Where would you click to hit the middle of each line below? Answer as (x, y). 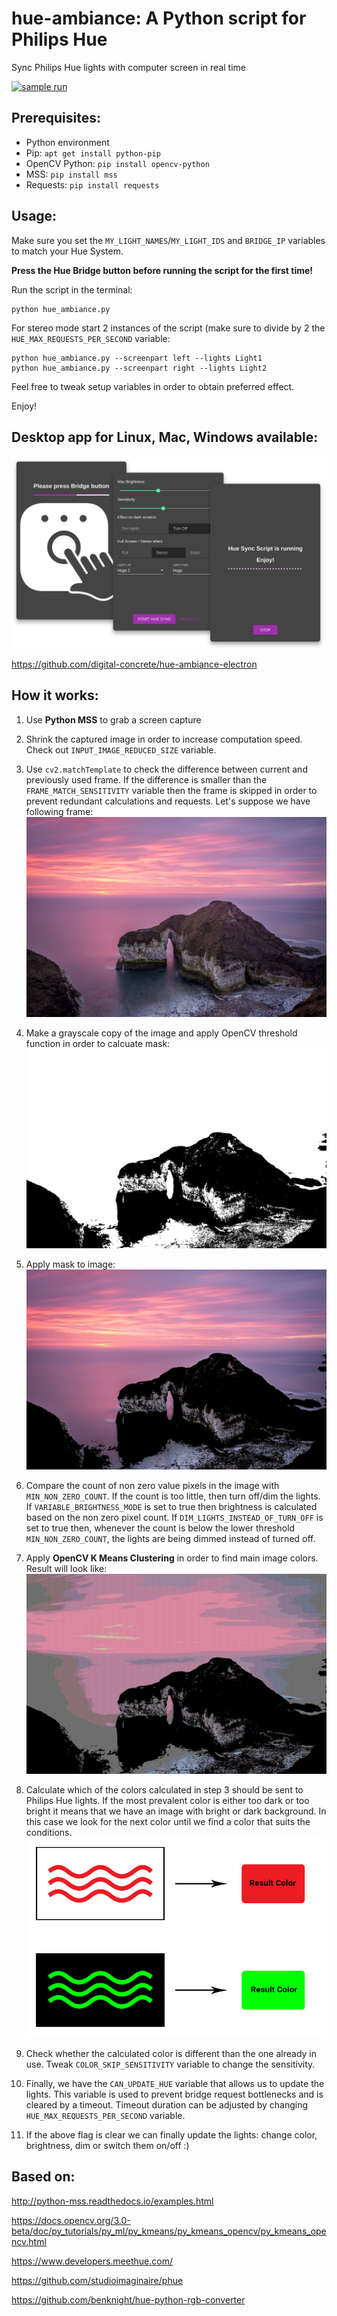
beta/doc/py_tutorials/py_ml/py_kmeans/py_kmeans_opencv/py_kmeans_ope (169, 2231)
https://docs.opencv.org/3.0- (71, 2220)
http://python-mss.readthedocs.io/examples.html (112, 2201)
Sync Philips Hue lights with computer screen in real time (128, 67)
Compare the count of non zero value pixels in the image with (152, 1486)
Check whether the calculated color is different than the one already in (171, 2053)
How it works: (55, 695)
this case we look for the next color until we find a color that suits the (168, 1822)
